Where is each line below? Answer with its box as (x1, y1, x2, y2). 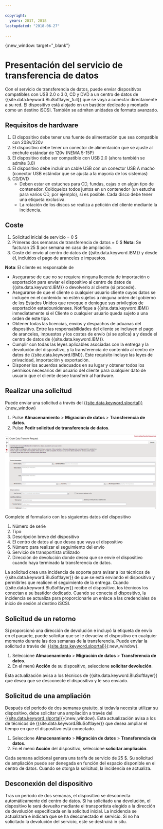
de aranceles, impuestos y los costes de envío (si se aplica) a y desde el (12, 331, 157, 337)
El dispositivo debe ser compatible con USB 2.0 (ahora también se (12, 155, 145, 161)
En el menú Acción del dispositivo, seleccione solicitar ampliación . (12, 745, 148, 751)
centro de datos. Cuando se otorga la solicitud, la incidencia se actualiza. (5, 765, 152, 771)
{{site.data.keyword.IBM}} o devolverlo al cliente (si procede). (12, 284, 136, 290)
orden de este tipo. (12, 315, 50, 321)
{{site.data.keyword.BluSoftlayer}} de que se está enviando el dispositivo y (5, 575, 155, 581)
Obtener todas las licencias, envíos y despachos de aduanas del (12, 320, 141, 326)
